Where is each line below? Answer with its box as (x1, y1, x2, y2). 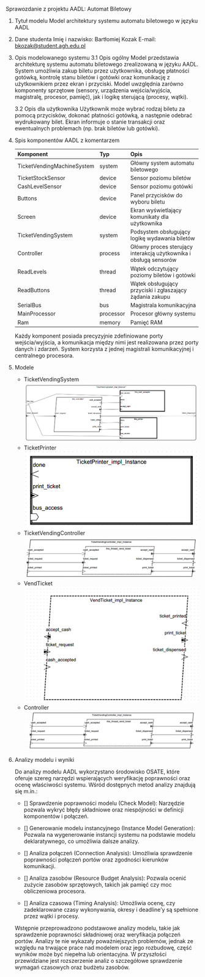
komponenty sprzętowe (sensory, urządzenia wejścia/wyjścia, (14, 87, 172, 94)
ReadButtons (17, 286, 50, 294)
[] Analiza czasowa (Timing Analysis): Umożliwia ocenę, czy (23, 900, 176, 907)
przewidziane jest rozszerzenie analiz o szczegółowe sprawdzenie (14, 957, 183, 965)
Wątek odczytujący (130, 264, 179, 272)
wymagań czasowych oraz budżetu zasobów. (14, 963, 130, 971)
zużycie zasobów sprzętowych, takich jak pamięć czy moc (23, 881, 172, 888)
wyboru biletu (130, 198, 165, 205)
